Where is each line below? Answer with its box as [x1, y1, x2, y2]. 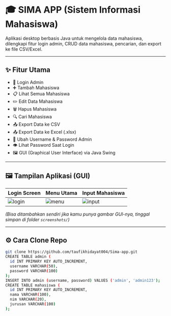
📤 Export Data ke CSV [12, 121, 60, 127]
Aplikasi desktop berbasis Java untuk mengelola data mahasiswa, [5, 35, 144, 41]
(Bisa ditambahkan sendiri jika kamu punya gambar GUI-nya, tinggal [5, 211, 150, 217]
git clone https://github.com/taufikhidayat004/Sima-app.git [5, 249, 138, 255]
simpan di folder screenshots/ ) [5, 216, 70, 222]
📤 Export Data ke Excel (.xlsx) [12, 128, 76, 135]
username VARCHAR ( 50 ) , [10, 264, 58, 269]
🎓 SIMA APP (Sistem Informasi [5, 4, 141, 16]
